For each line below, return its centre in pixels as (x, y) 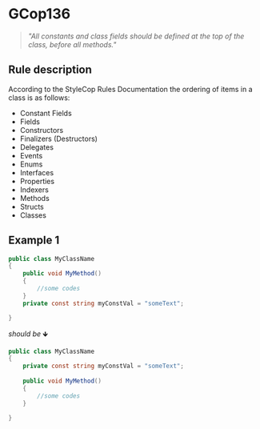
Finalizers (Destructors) (59, 138)
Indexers (34, 190)
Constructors (42, 130)
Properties (37, 181)
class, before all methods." (72, 44)
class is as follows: (39, 98)
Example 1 (34, 241)
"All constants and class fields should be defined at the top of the (136, 36)
